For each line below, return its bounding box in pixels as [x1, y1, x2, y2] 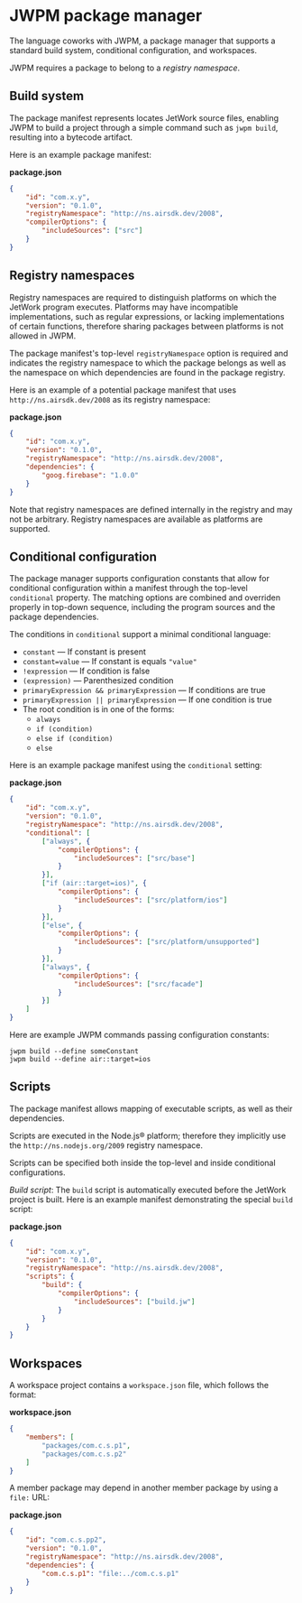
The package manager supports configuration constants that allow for [9, 573, 270, 584]
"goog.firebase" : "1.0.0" [41, 470, 140, 479]
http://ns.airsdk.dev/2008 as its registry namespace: [9, 394, 211, 404]
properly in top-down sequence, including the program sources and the [9, 602, 276, 613]
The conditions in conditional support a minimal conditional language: [9, 629, 271, 640]
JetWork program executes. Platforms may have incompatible [9, 301, 239, 312]
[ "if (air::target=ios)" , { [41, 879, 147, 888]
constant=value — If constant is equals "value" [22, 656, 197, 667]
